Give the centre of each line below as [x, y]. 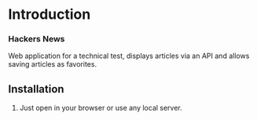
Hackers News [37, 39]
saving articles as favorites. [52, 64]
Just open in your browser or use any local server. [101, 108]
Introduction [50, 15]
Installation [36, 89]
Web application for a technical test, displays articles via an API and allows [129, 56]
